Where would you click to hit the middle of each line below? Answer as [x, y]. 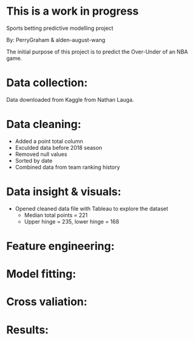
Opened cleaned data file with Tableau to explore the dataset [92, 208]
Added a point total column [49, 141]
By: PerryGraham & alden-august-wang [56, 40]
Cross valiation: [47, 302]
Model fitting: [41, 274]
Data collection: [47, 83]
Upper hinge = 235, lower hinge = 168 [72, 221]
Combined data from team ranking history [68, 167]
